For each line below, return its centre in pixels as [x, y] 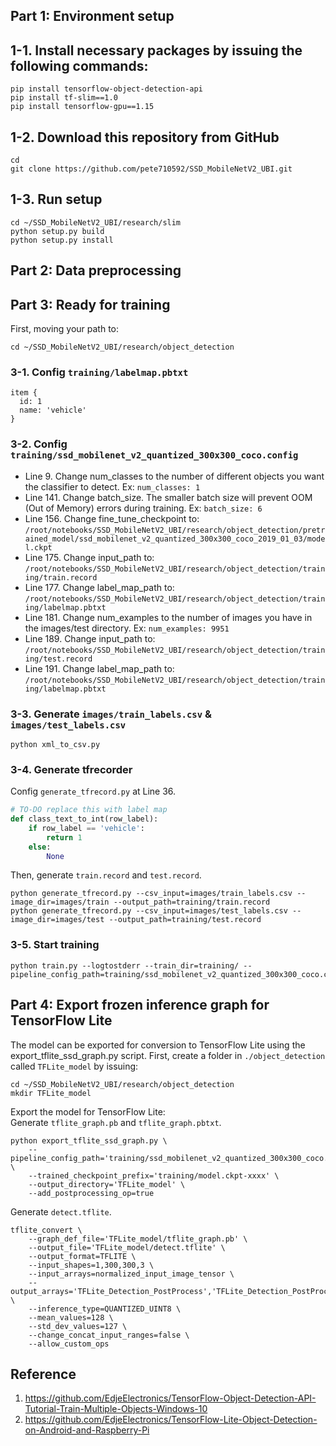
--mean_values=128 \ [71, 1317]
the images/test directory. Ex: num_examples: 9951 [127, 628]
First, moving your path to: [65, 329]
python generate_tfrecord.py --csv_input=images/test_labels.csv [149, 911]
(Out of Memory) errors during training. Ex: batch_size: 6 [143, 508]
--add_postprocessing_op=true [91, 1193]
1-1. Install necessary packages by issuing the [156, 50]
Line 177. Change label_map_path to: [99, 587]
